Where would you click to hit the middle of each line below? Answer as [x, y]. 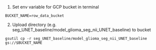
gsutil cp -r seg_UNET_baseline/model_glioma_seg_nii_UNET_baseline [76, 38]
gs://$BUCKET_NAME [24, 43]
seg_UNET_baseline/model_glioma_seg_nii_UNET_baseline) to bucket [81, 30]
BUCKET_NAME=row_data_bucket [35, 16]
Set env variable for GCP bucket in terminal [55, 7]
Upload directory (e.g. [34, 25]
